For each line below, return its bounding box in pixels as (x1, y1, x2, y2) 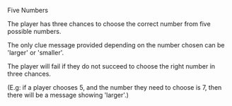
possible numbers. (7, 28, 62, 35)
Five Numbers (7, 6, 48, 14)
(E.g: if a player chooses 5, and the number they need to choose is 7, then (7, 83, 222, 91)
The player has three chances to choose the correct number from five (7, 20, 211, 28)
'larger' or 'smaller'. (7, 49, 64, 57)
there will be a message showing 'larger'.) (7, 91, 129, 99)
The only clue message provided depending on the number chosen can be (7, 41, 225, 49)
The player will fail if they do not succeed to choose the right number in (7, 62, 216, 70)
